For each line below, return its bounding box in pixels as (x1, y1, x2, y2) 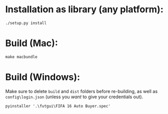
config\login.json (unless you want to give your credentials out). (5, 94, 143, 100)
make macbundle (5, 54, 38, 59)
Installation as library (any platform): (5, 4, 164, 15)
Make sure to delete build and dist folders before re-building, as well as (5, 88, 158, 94)
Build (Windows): (5, 72, 80, 83)
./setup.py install (5, 20, 47, 26)
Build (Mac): (5, 37, 58, 49)
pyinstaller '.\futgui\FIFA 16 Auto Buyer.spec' (5, 103, 111, 108)
